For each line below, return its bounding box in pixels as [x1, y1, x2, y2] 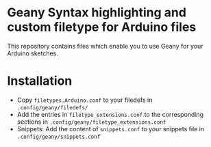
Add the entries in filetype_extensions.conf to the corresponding [16, 110, 204, 118]
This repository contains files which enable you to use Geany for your [7, 42, 203, 50]
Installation [7, 73, 73, 89]
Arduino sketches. [7, 49, 58, 57]
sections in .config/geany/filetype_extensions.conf [16, 118, 166, 126]
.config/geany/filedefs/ [16, 104, 88, 111]
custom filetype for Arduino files [7, 19, 197, 35]
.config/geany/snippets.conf [16, 133, 101, 140]
